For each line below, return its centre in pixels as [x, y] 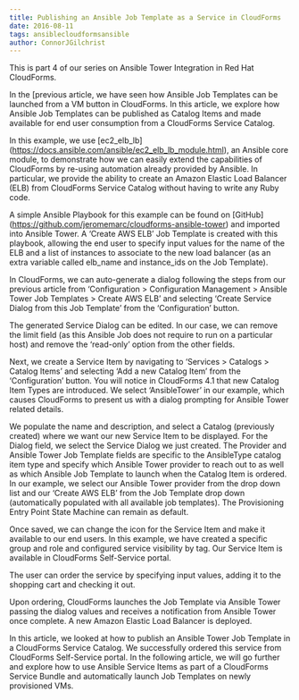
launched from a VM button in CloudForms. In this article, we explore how [145, 105]
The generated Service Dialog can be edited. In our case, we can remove [144, 325]
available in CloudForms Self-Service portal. [90, 558]
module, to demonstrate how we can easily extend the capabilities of [136, 160]
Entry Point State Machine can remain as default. [99, 512]
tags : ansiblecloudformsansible [69, 34]
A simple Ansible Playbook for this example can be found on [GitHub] [137, 215]
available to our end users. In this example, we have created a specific [138, 539]
